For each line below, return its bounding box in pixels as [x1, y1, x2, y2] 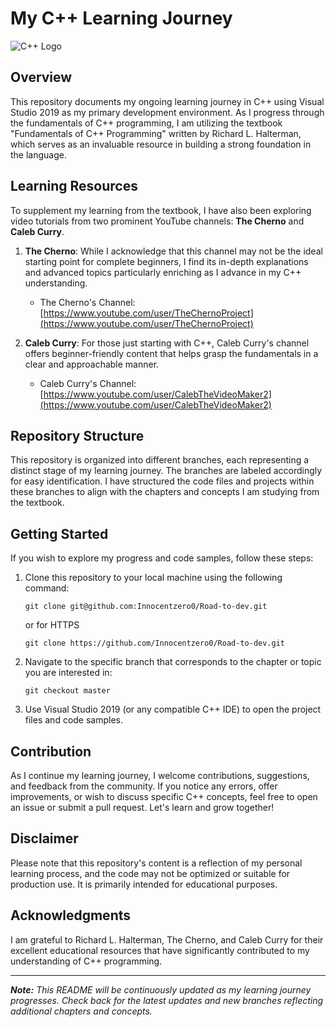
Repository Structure [10, 427, 145, 444]
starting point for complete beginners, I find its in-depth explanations [24, 255, 309, 267]
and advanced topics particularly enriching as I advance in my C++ [24, 266, 302, 278]
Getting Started [10, 525, 109, 542]
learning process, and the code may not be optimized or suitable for [10, 867, 291, 879]
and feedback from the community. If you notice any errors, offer [10, 780, 278, 792]
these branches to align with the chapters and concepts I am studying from [10, 486, 320, 498]
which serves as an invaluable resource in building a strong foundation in [10, 138, 312, 150]
